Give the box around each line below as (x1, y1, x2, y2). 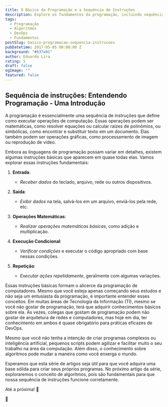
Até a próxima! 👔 (5, 386, 39, 392)
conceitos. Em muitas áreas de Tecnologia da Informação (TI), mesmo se (5, 298, 156, 304)
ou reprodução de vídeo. (5, 139, 56, 145)
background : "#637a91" (5, 49, 52, 54)
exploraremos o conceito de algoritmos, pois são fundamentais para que (5, 371, 155, 377)
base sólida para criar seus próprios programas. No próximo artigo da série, (5, 366, 161, 372)
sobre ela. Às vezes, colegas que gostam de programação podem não (5, 309, 150, 315)
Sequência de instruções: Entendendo (5, 91, 127, 100)
